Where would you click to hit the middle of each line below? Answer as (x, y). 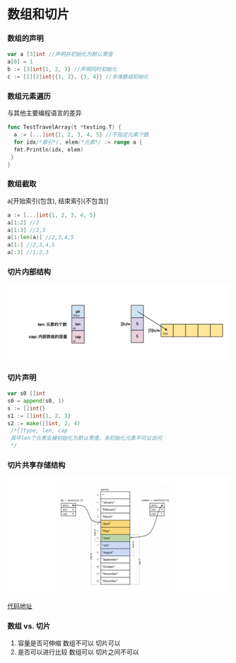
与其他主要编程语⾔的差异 (45, 113)
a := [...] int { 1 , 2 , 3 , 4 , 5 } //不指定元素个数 (81, 135)
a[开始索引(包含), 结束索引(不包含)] (58, 201)
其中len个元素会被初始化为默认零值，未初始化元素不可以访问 (86, 438)
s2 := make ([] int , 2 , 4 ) (44, 423)
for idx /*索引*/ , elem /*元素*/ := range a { (78, 142)
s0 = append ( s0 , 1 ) (36, 400)
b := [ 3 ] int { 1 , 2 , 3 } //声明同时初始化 (63, 69)
